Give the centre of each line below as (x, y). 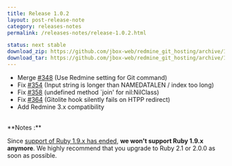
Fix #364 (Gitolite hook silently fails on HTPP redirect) (94, 99)
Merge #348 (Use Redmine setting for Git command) (92, 77)
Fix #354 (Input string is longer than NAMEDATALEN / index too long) (115, 85)
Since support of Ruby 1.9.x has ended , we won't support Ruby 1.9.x (105, 141)
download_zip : (28, 52)
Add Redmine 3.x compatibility (61, 107)
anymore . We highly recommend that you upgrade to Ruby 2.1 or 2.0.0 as (111, 148)
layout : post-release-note (46, 20)
